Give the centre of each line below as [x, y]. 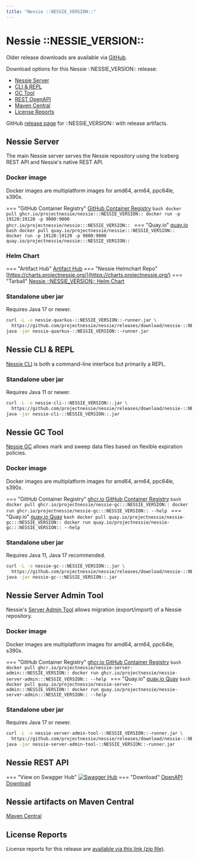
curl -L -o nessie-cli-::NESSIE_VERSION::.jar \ [67, 403]
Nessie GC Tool [35, 433]
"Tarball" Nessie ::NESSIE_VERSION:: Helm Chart [65, 281]
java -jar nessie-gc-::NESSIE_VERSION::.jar [62, 577]
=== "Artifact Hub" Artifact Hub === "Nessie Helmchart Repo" [82, 268]
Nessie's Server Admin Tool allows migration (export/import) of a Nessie [94, 609]
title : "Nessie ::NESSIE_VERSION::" [51, 12]
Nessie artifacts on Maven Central [70, 801]
